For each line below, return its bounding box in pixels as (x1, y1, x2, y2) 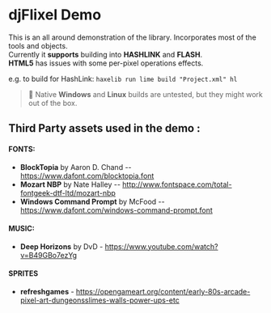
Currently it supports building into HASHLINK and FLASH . (8, 49, 203, 59)
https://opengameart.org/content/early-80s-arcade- (75, 286, 251, 296)
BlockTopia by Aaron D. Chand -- (19, 162, 132, 171)
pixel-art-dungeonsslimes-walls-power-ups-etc (19, 295, 180, 305)
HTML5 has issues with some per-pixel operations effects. (8, 58, 204, 68)
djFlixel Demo (8, 6, 102, 24)
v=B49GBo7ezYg (19, 250, 78, 260)
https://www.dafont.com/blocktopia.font (19, 171, 155, 180)
